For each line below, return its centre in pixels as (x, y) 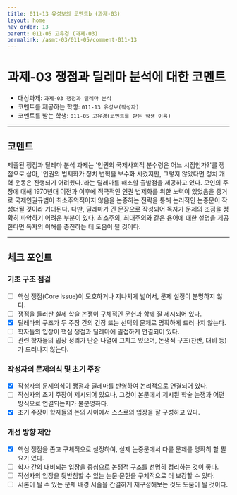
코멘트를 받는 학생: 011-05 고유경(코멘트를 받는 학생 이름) (94, 116)
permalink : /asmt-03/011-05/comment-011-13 (72, 40)
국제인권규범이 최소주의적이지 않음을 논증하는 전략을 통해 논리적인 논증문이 (117, 200)
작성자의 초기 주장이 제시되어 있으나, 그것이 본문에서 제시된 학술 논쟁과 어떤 (121, 395)
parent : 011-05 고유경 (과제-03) (53, 33)
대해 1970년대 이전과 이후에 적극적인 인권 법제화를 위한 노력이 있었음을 (117, 191)
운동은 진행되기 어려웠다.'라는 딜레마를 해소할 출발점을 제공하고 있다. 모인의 (118, 182)
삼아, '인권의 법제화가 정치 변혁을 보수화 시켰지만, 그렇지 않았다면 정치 (122, 173)
